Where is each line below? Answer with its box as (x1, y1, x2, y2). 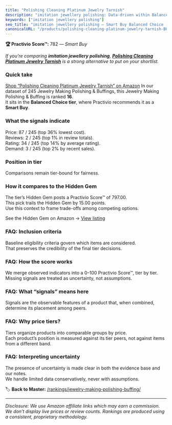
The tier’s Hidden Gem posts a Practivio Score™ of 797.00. (5, 195, 127, 201)
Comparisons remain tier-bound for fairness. (5, 170, 100, 176)
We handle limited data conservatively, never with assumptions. (5, 376, 140, 382)
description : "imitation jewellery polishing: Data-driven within (5, 12, 150, 17)
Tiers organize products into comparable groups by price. (5, 330, 127, 336)
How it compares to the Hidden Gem (5, 183, 97, 190)
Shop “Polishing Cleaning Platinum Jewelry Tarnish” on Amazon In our (5, 83, 154, 89)
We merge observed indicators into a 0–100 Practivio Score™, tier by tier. (5, 269, 158, 276)
